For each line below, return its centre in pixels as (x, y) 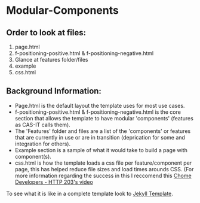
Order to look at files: (46, 33)
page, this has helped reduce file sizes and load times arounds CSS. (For (104, 169)
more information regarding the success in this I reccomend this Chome (103, 175)
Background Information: (54, 91)
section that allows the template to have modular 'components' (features (104, 118)
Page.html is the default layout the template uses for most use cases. (100, 105)
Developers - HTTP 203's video (54, 182)
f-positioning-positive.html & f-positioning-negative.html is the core (98, 112)
